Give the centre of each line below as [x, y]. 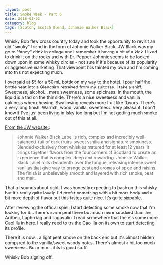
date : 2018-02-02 [23, 18]
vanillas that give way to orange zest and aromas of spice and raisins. [87, 168]
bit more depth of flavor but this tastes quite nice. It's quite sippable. [73, 198]
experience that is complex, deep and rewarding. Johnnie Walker [82, 158]
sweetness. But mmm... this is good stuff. [46, 248]
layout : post [18, 9]
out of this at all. [21, 118]
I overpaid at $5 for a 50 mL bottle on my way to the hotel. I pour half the [78, 82]
